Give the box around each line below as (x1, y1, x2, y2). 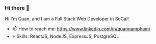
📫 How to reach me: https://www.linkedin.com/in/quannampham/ (12, 26, 151, 32)
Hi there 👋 (5, 4, 30, 11)
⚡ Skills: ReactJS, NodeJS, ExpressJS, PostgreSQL (12, 33, 119, 39)
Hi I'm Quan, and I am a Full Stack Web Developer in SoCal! (5, 16, 129, 22)
